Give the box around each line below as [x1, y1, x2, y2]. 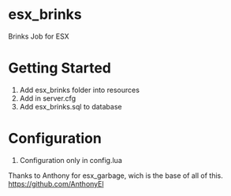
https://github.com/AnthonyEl [8, 179, 104, 188]
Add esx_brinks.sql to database [19, 102, 122, 111]
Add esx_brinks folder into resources [19, 85, 140, 94]
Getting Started [8, 59, 112, 77]
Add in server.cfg [19, 93, 76, 103]
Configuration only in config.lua [19, 155, 122, 165]
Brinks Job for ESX [8, 31, 69, 41]
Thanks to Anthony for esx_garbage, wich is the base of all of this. [8, 171, 223, 180]
